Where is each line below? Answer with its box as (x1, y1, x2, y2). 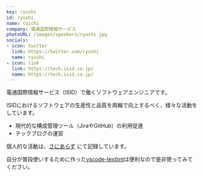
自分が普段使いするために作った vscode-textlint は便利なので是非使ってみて (6, 156, 193, 163)
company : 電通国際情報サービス (6, 26, 77, 32)
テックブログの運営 (15, 130, 64, 137)
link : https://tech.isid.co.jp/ (12, 65, 94, 72)
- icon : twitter (6, 43, 47, 49)
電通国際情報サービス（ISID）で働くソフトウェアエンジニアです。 (6, 89, 171, 96)
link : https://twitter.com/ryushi (12, 49, 99, 55)
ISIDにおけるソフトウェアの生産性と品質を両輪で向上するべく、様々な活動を (6, 102, 198, 109)
